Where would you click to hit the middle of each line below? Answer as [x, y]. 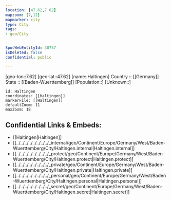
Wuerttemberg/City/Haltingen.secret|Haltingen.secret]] [71, 192]
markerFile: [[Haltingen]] [34, 100]
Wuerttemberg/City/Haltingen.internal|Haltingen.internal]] [74, 148]
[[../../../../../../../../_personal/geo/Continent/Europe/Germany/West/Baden [89, 176]
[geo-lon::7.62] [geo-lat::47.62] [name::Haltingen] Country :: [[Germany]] [82, 76]
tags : [11, 29]
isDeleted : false [24, 52]
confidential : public [28, 57]
